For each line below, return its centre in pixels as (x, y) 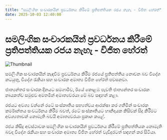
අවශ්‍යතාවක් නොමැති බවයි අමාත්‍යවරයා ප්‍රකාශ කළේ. (55, 116)
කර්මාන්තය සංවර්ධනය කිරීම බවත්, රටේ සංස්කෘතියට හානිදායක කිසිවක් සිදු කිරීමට (81, 111)
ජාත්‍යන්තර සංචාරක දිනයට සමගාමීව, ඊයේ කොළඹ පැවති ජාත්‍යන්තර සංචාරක (77, 89)
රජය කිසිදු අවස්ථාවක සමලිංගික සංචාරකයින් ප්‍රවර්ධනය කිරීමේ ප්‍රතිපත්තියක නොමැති (84, 126)
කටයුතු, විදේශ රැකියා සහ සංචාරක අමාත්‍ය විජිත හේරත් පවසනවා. (67, 79)
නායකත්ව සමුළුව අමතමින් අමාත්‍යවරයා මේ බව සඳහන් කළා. (62, 95)
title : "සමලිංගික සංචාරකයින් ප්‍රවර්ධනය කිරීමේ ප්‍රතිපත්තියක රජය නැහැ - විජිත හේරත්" (83, 10)
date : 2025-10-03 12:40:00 (33, 14)
